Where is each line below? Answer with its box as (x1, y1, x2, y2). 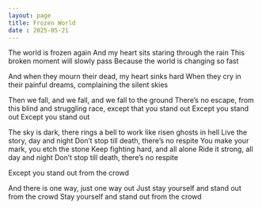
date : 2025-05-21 (8, 26, 69, 34)
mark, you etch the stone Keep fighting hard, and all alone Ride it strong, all (8, 144, 253, 154)
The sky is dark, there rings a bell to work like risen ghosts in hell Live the (8, 127, 248, 137)
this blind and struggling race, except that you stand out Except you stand (8, 104, 249, 113)
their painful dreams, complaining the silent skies (8, 80, 169, 89)
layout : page (8, 11, 51, 20)
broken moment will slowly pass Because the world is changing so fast (8, 56, 239, 66)
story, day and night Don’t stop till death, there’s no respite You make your (8, 136, 249, 146)
